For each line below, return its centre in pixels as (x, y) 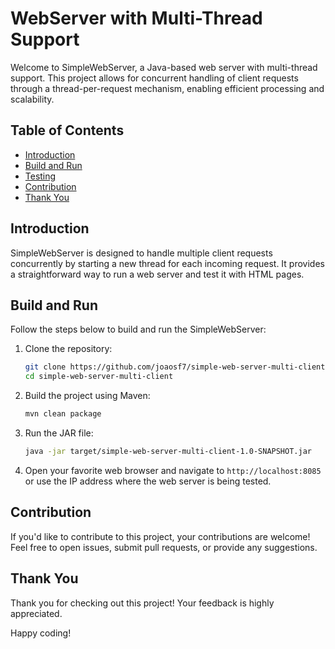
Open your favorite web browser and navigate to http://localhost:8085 (173, 470)
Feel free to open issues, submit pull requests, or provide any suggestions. (164, 547)
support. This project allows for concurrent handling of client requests (154, 78)
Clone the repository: (68, 349)
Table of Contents (67, 130)
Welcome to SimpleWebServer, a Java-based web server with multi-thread (164, 67)
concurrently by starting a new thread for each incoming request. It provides (167, 263)
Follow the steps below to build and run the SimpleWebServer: (138, 329)
